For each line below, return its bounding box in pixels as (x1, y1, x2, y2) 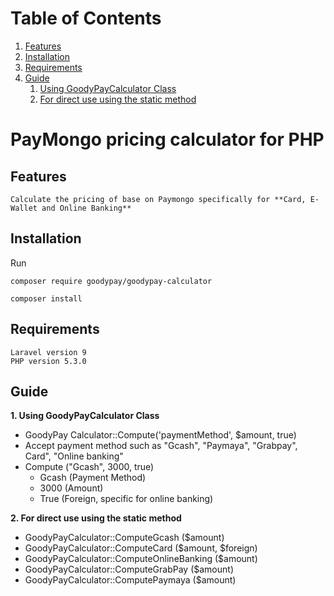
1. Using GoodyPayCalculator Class (10, 410, 160, 422)
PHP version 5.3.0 (10, 356, 87, 366)
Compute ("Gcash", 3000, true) (24, 461, 155, 473)
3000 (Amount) (39, 482, 104, 494)
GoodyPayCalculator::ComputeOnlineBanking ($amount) (24, 553, 258, 565)
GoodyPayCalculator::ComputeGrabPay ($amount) (24, 563, 234, 576)
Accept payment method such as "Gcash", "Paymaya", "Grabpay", (24, 440, 298, 452)
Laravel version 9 (10, 347, 87, 357)
